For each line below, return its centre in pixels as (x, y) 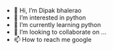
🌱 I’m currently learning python (57, 25)
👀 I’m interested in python (50, 18)
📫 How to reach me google (52, 40)
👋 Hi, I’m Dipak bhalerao (48, 10)
